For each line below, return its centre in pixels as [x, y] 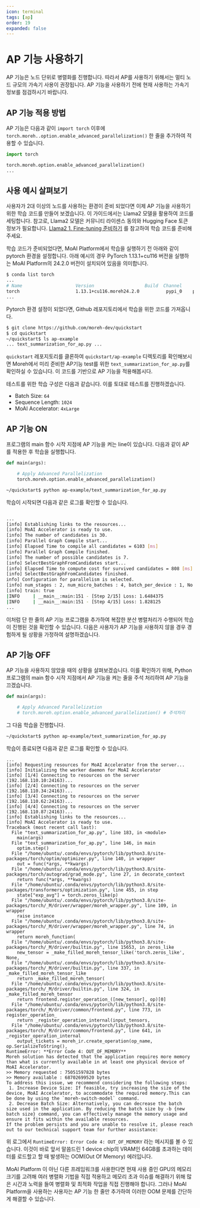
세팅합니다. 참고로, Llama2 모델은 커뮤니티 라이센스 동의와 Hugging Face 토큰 [97, 221]
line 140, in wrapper [129, 858]
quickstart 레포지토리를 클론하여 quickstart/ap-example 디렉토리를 [86, 357]
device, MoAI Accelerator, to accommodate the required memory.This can [98, 1093]
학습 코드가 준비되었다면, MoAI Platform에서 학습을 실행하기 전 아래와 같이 [93, 248]
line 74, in [160, 926]
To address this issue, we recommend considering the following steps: [97, 1083]
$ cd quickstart [26, 333]
